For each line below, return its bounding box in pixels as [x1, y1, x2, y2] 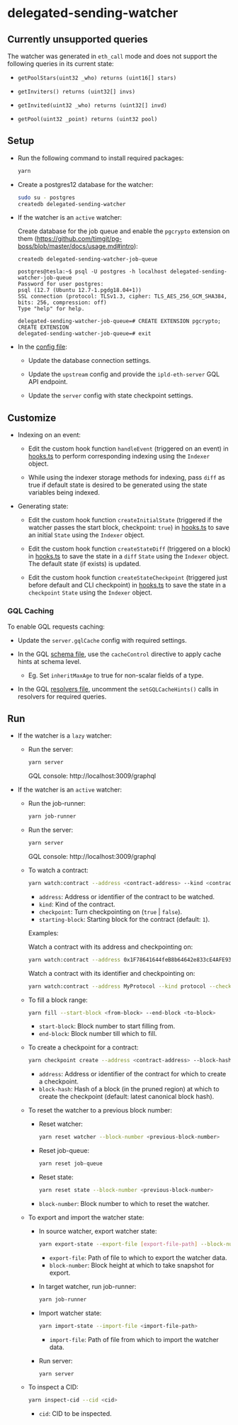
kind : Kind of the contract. [38, 900, 115, 908]
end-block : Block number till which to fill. [38, 1030, 157, 1038]
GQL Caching [7, 606, 55, 616]
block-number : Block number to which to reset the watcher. [38, 1199, 210, 1207]
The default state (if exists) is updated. [28, 560, 142, 568]
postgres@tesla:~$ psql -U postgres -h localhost [17, 268, 168, 276]
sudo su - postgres [17, 193, 76, 201]
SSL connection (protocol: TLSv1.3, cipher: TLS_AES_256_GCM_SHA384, [17, 293, 228, 300]
